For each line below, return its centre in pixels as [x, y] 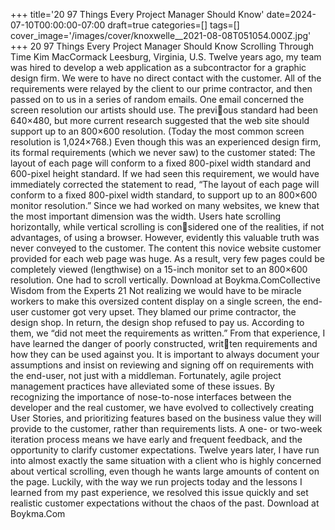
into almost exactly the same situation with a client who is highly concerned [166, 460]
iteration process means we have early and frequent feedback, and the [156, 439]
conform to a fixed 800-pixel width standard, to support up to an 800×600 [164, 195]
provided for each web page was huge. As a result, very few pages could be [167, 258]
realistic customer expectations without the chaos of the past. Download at [165, 503]
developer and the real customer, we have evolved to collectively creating [162, 407]
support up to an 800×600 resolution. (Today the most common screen [157, 131]
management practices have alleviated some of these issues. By [142, 386]
